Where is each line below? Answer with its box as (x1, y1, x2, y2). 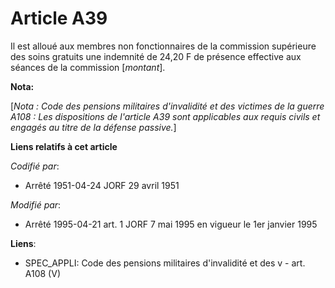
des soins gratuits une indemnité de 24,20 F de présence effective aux (10, 50, 302, 62)
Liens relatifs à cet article (10, 140, 118, 152)
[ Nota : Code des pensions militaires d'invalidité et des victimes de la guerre (10, 100, 325, 112)
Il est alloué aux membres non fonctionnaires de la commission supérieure (10, 40, 317, 52)
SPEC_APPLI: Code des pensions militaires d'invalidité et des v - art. (24, 257, 306, 269)
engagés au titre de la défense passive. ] (10, 121, 177, 133)
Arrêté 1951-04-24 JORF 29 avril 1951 (24, 179, 180, 191)
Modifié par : (10, 198, 62, 211)
